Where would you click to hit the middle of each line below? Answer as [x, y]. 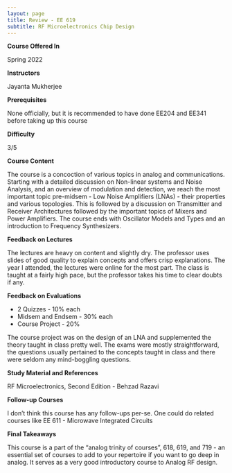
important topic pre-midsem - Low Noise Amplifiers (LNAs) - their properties [117, 197]
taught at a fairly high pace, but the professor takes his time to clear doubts [115, 275]
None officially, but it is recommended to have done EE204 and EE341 [107, 113]
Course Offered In [34, 46]
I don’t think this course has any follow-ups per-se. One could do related [111, 413]
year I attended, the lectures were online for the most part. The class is [108, 268]
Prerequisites [27, 100]
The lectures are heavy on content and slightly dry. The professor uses [108, 253]
